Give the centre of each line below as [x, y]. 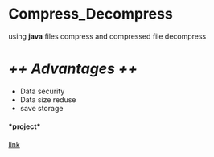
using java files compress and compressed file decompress [107, 36]
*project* [25, 126]
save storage [41, 108]
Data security [42, 91]
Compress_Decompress [91, 14]
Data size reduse [48, 99]
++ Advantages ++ [73, 69]
